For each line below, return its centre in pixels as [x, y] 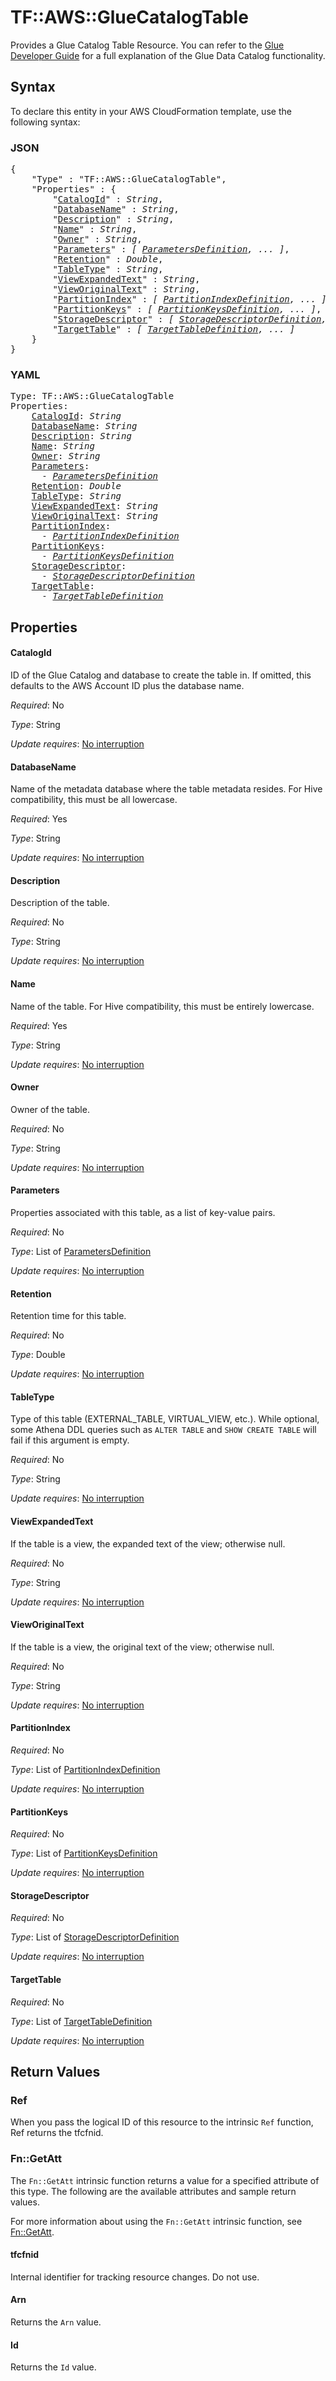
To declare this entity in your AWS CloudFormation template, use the [151, 111]
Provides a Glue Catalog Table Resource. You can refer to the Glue [147, 45]
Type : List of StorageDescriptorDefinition [95, 1937]
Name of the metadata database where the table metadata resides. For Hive [166, 789]
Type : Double [38, 1355]
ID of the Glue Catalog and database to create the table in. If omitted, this [161, 675]
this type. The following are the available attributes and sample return [153, 2191]
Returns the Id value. [53, 2367]
